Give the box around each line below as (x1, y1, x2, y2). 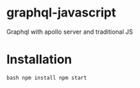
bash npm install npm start (6, 74, 88, 81)
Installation (6, 52, 72, 67)
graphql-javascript (6, 5, 117, 21)
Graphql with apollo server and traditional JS (6, 27, 134, 36)
